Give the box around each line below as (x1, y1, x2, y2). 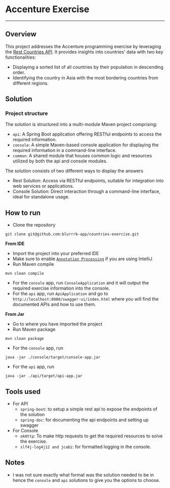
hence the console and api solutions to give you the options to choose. (12, 477, 160, 483)
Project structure (5, 110, 48, 117)
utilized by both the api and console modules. (12, 158, 108, 164)
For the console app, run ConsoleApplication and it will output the (12, 280, 149, 286)
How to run (5, 209, 41, 217)
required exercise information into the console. (12, 285, 110, 292)
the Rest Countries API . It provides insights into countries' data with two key (5, 49, 163, 55)
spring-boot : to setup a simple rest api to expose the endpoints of (20, 406, 158, 412)
